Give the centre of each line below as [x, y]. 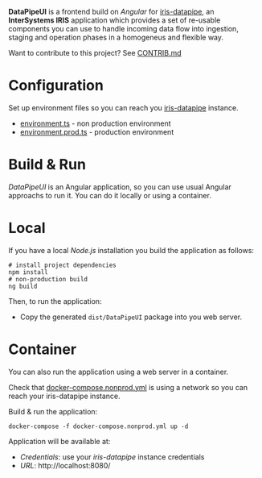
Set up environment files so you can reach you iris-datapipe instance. [123, 107]
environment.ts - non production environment [95, 123]
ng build [23, 286]
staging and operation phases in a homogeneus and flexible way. [116, 37]
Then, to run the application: [55, 301]
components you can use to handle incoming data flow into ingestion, [123, 29]
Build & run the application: [53, 411]
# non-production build [48, 279]
